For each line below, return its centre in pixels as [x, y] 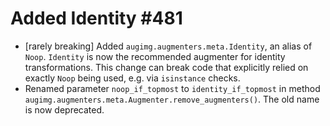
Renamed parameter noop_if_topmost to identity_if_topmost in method [172, 88]
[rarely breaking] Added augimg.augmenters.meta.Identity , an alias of [168, 46]
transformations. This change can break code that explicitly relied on [166, 67]
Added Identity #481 [96, 18]
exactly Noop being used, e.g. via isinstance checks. [132, 78]
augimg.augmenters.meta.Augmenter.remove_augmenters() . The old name [172, 99]
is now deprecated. [64, 109]
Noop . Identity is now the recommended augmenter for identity [155, 56]
